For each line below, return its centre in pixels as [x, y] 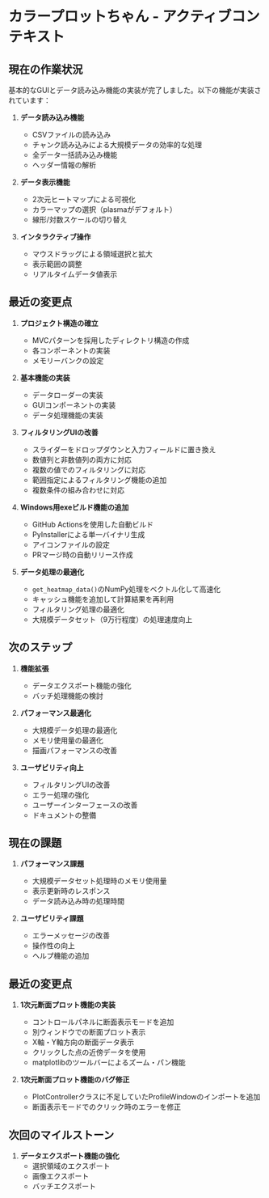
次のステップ [40, 648]
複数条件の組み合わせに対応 [78, 489]
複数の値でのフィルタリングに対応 [89, 469]
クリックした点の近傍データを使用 [89, 1052]
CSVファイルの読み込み [71, 135]
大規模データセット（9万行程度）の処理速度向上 [112, 619]
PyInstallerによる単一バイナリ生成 [88, 534]
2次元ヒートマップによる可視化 [84, 199]
